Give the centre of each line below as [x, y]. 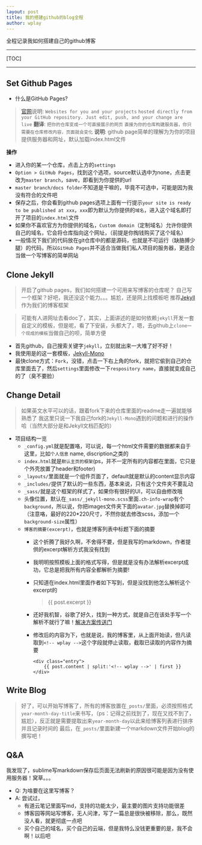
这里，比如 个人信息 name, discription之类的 [76, 454]
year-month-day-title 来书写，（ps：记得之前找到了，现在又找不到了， [107, 713]
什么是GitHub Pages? [41, 99]
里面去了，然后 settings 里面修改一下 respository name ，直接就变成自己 [108, 368]
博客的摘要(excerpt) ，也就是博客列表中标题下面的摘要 [89, 529]
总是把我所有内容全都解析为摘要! [89, 569]
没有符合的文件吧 [36, 195]
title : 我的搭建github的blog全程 [45, 17]
